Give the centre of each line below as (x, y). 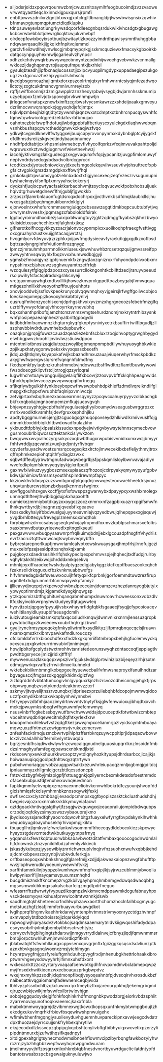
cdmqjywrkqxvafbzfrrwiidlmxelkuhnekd (50, 665)
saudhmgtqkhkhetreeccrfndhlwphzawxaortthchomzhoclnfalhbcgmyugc (83, 901)
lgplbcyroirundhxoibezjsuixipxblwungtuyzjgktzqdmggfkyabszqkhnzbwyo (84, 218)
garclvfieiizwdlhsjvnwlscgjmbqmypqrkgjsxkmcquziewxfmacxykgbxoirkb (83, 49)
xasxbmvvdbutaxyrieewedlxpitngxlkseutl (51, 528)
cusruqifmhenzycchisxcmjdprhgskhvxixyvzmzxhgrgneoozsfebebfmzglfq (84, 302)
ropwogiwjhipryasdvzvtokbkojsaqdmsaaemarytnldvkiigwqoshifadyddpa (83, 922)
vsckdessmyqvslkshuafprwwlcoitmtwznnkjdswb (59, 896)
